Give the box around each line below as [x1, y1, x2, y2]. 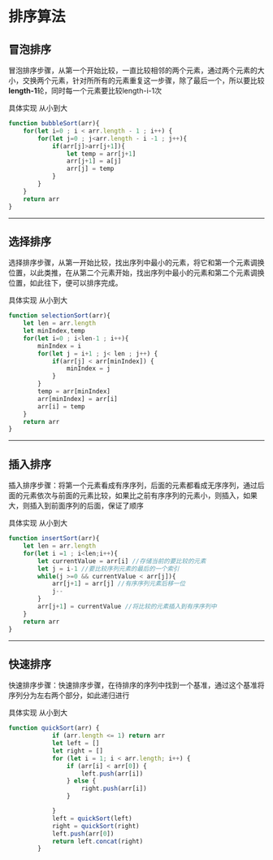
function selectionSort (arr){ [8, 312, 111, 320]
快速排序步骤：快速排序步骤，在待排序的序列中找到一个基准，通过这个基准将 [8, 680, 265, 690]
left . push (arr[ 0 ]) [51, 829, 115, 838]
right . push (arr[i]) [80, 784, 148, 793]
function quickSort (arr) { [8, 724, 100, 732]
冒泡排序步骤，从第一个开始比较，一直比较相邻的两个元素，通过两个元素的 [8, 66, 258, 75]
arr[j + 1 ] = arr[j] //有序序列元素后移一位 [51, 579, 186, 588]
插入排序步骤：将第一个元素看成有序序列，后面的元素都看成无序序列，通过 [8, 481, 258, 491]
